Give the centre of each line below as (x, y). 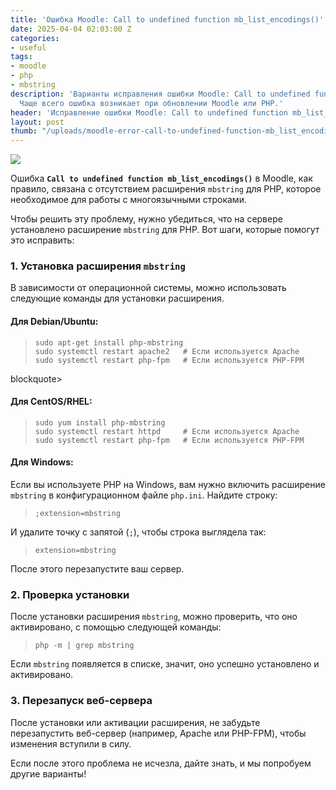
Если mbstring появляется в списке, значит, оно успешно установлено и (165, 664)
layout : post (37, 122)
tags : (21, 57)
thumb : (24, 131)
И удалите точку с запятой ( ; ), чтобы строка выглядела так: (138, 532)
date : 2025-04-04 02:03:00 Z (71, 29)
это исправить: (42, 240)
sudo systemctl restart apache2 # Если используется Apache (167, 351)
